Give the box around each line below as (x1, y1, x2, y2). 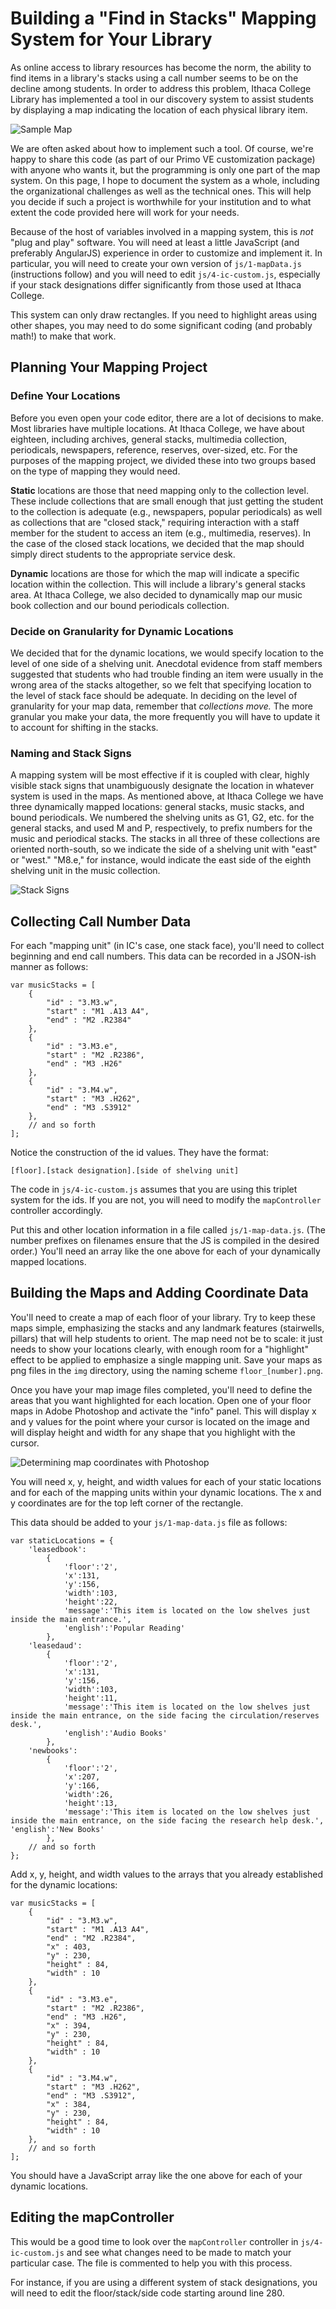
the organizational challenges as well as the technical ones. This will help (10, 185, 312, 197)
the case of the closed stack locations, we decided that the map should (10, 537, 305, 549)
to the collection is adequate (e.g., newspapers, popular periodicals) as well (10, 505, 323, 517)
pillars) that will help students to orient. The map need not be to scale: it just (10, 1332, 323, 1344)
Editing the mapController (10, 2209, 175, 2226)
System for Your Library (10, 28, 213, 51)
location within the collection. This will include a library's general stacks (10, 578, 306, 590)
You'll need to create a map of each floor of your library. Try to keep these (10, 1311, 316, 1323)
